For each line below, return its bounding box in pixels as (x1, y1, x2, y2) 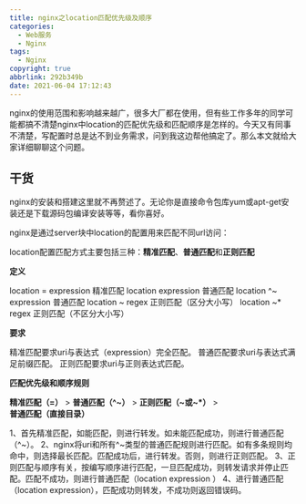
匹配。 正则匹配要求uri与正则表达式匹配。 (33, 358, 189, 369)
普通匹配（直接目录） (9, 408, 89, 419)
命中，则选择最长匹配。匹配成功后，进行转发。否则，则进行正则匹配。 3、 (9, 450, 289, 461)
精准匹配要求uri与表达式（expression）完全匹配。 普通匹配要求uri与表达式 (9, 347, 289, 358)
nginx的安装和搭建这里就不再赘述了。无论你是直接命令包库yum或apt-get (9, 197, 282, 208)
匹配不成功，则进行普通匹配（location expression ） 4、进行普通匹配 (25, 473, 284, 484)
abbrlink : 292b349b (9, 73, 84, 82)
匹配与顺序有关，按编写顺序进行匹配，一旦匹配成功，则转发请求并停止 (16, 462, 280, 473)
